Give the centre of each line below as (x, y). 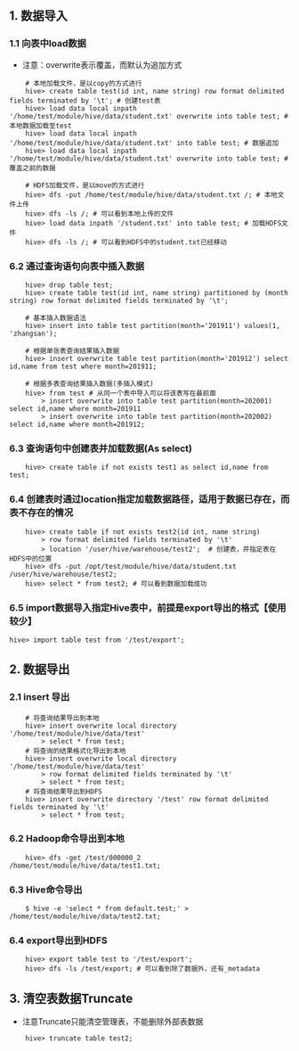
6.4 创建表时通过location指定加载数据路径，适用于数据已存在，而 (149, 499)
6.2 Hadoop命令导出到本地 (67, 839)
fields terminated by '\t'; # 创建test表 (85, 101)
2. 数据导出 (40, 670)
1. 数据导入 (39, 16)
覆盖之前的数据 (32, 168)
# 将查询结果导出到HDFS (64, 792)
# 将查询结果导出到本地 (62, 718)
